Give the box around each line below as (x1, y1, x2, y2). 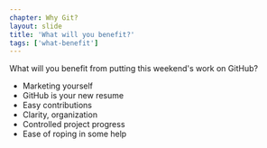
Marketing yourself (22, 80, 93, 91)
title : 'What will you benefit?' (9, 30, 135, 39)
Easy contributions (22, 100, 93, 111)
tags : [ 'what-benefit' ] (9, 38, 99, 48)
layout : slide (9, 22, 63, 31)
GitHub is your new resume (22, 90, 124, 101)
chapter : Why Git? (9, 13, 78, 23)
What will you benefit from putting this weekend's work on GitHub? (9, 63, 259, 74)
